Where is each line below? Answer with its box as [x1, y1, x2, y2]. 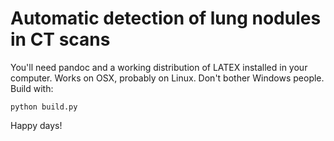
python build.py [10, 102, 78, 112]
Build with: [10, 82, 54, 94]
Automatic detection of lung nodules [10, 7, 322, 30]
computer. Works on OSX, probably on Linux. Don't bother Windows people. [10, 72, 325, 84]
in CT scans [10, 28, 111, 51]
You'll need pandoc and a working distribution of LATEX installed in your [10, 61, 308, 73]
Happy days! [10, 119, 63, 131]
